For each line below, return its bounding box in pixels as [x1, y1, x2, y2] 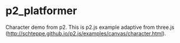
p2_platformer [5, 4, 77, 18]
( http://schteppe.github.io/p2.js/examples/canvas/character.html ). [5, 29, 166, 37]
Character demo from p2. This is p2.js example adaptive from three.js [5, 24, 175, 31]
